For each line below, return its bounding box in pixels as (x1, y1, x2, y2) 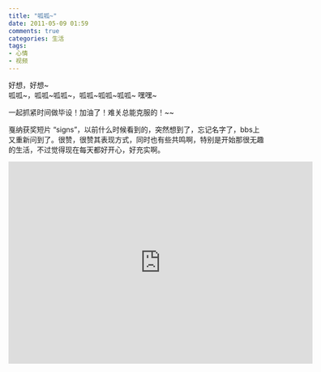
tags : (8, 42, 27, 50)
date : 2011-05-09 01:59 (8, 19, 89, 27)
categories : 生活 (8, 34, 65, 43)
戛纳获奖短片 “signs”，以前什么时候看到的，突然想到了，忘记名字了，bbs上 (8, 125, 260, 134)
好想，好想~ (8, 80, 49, 90)
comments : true (8, 27, 60, 35)
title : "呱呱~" (8, 11, 58, 20)
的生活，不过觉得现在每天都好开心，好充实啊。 (8, 145, 165, 154)
